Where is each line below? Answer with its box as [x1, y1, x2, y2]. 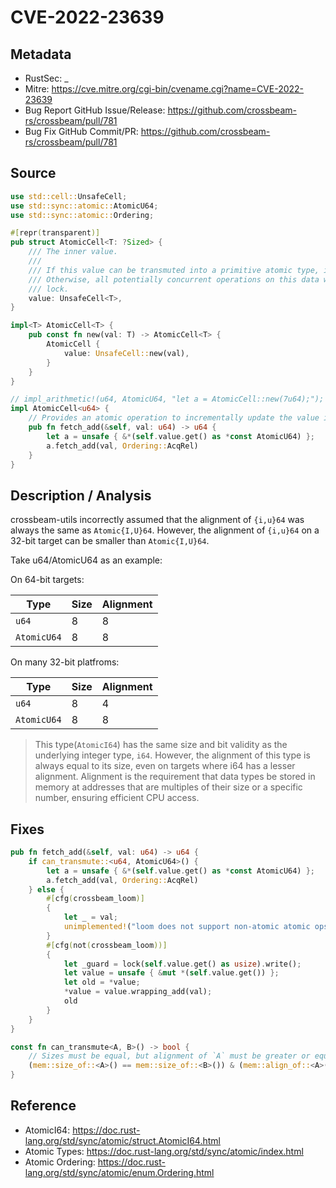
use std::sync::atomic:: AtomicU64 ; [10, 201, 159, 211]
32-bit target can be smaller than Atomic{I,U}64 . [10, 535, 210, 547]
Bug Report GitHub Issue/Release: [24, 104, 166, 116]
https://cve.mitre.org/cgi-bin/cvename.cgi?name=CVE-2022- [51, 83, 305, 95]
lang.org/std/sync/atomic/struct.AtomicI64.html [24, 1134, 221, 1146]
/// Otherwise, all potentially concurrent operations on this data [28, 274, 320, 285]
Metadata [10, 46, 72, 63]
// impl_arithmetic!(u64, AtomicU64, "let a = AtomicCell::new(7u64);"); [10, 394, 325, 405]
